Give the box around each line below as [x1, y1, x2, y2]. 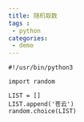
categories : [8, 34, 48, 43]
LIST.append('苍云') [8, 100, 74, 108]
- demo [11, 42, 34, 50]
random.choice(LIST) [8, 108, 78, 116]
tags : [8, 19, 30, 27]
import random [8, 78, 56, 86]
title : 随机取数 [8, 11, 58, 20]
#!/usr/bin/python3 [8, 63, 74, 72]
